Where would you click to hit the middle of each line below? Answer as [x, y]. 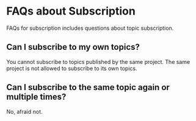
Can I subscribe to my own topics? [73, 47]
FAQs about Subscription [71, 11]
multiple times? [36, 97]
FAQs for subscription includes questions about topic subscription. [90, 28]
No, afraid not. [24, 111]
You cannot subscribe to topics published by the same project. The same [98, 61]
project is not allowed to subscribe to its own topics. [72, 68]
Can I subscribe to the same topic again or [88, 87]
